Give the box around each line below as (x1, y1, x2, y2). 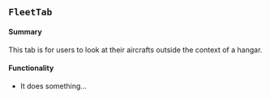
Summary (8, 27, 42, 36)
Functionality (8, 64, 54, 73)
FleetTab (8, 6, 53, 19)
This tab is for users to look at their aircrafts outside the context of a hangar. (8, 44, 263, 55)
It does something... (19, 80, 88, 91)
